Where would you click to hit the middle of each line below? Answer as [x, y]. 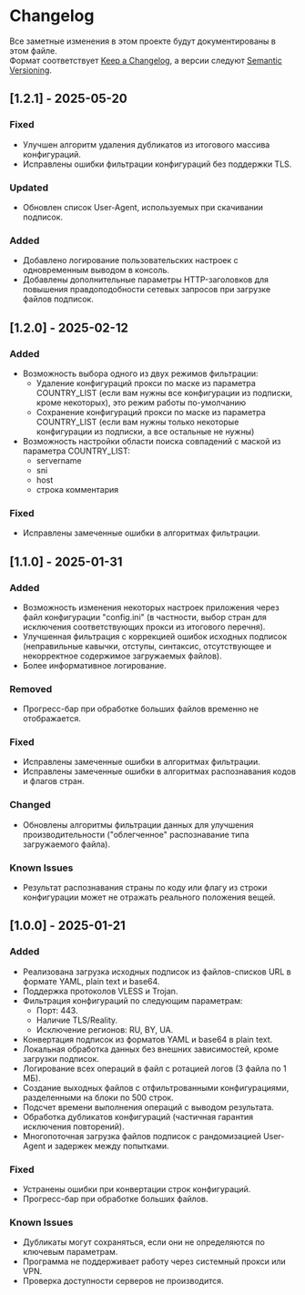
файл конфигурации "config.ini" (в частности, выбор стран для [144, 617]
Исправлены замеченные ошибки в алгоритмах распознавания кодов [159, 771]
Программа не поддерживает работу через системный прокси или [154, 1261]
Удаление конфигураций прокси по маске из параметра [146, 382]
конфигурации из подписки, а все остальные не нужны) [145, 431]
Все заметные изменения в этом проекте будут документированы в [142, 41]
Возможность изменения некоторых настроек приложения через [151, 607]
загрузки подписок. [61, 1058]
